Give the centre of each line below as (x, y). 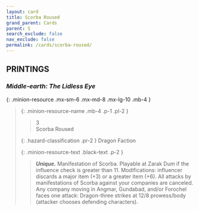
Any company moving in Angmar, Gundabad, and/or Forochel (111, 189)
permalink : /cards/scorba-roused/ (49, 45)
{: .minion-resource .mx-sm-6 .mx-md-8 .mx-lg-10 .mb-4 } (79, 99)
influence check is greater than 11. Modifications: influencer (109, 170)
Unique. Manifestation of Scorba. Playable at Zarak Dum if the (112, 163)
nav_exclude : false (30, 39)
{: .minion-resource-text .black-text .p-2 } (72, 152)
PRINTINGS (28, 69)
